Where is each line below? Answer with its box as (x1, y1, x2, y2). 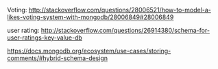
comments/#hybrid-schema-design (7, 54, 108, 62)
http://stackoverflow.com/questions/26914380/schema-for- (40, 27, 210, 34)
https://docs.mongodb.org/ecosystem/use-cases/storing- (7, 47, 171, 55)
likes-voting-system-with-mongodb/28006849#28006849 (7, 13, 174, 21)
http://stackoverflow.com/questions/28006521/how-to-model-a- (28, 6, 211, 14)
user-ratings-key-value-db (7, 33, 82, 42)
